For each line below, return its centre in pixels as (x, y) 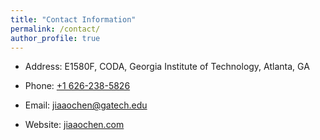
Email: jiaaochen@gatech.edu (86, 105)
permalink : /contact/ (55, 29)
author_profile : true (55, 38)
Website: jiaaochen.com (74, 125)
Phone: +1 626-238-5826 (77, 86)
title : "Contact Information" (73, 19)
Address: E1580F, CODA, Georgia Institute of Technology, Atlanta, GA (167, 67)
